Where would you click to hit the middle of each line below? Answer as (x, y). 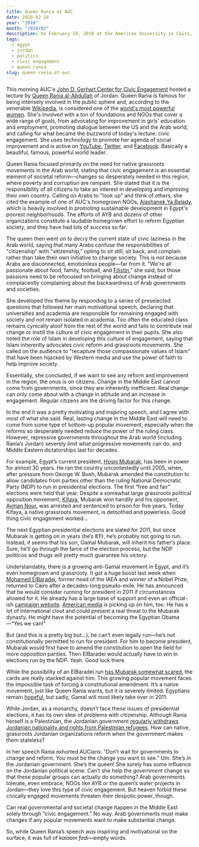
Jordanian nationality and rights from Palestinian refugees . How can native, (98, 728)
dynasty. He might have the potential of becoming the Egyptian (83, 617)
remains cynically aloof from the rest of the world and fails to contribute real (99, 326)
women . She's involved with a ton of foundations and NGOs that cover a (94, 115)
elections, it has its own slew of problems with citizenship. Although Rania (97, 715)
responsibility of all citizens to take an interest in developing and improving (97, 189)
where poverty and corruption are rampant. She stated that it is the (88, 183)
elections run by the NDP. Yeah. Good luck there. (66, 660)
